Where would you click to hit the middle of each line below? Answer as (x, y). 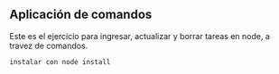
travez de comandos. (49, 45)
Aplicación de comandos (81, 15)
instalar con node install (60, 62)
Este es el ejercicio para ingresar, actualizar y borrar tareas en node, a (140, 36)
